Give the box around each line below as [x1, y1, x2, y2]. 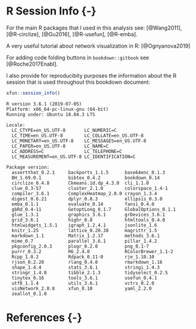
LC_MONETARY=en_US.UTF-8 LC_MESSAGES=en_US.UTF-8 [11, 137, 147, 144]
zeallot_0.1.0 [11, 290, 47, 296]
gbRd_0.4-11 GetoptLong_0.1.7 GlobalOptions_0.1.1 [11, 206, 176, 212]
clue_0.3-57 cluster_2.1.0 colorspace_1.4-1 [11, 185, 168, 191]
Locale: [6, 122, 26, 128]
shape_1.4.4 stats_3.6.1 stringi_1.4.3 [11, 264, 161, 271]
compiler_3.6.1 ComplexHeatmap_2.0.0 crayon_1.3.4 [11, 190, 158, 196]
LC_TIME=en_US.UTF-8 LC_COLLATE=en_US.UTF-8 [11, 133, 144, 139]
